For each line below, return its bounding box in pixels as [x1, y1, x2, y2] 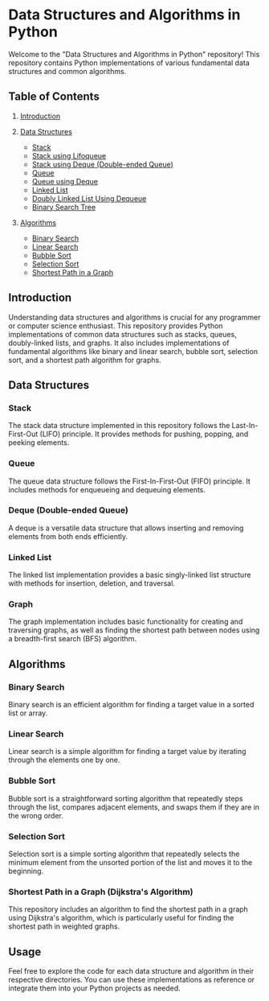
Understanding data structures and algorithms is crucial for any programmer [8, 312, 261, 322]
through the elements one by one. [8, 755, 120, 765]
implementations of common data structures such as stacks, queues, [8, 329, 237, 339]
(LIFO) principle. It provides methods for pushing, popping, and [39, 429, 249, 439]
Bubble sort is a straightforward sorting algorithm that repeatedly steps [8, 793, 243, 803]
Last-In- [231, 421, 259, 430]
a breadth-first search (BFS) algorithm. [8, 634, 137, 644]
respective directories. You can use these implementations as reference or [8, 975, 255, 985]
